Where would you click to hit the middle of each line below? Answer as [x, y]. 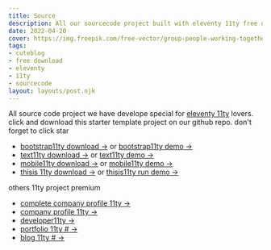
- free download [35, 61]
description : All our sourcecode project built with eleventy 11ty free [133, 23]
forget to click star [39, 131]
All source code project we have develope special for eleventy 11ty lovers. [131, 114]
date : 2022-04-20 [38, 31]
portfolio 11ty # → [49, 229]
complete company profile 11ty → [75, 203]
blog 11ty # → [42, 238]
